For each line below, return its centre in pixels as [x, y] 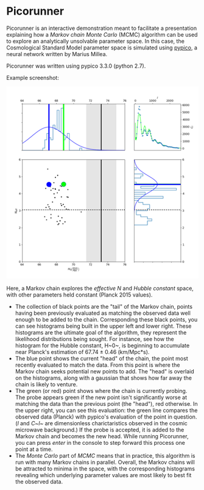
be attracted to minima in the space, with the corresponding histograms [105, 469]
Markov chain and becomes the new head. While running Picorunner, [102, 436]
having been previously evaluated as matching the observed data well [103, 313]
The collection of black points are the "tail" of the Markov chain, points [104, 306]
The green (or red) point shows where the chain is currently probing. [101, 391]
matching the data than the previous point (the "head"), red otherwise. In [106, 403]
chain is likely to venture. [46, 384]
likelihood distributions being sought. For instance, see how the [95, 339]
